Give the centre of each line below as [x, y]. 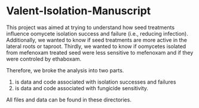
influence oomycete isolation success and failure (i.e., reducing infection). [97, 33]
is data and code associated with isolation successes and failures [95, 82]
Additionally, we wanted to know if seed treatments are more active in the [97, 40]
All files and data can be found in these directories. [69, 100]
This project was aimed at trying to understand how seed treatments [91, 27]
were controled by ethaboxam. [44, 59]
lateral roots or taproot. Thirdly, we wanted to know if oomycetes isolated [96, 46]
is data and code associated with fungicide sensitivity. [81, 88]
